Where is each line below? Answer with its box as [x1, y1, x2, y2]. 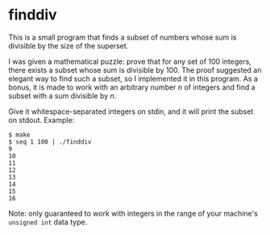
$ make [8, 131, 31, 139]
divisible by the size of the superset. [8, 40, 129, 50]
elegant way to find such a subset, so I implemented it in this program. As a [8, 73, 258, 83]
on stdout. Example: [8, 115, 75, 124]
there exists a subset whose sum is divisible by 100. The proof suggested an [8, 65, 262, 74]
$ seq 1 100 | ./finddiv [8, 137, 92, 146]
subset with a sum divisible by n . [8, 90, 117, 100]
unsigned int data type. [8, 216, 88, 227]
